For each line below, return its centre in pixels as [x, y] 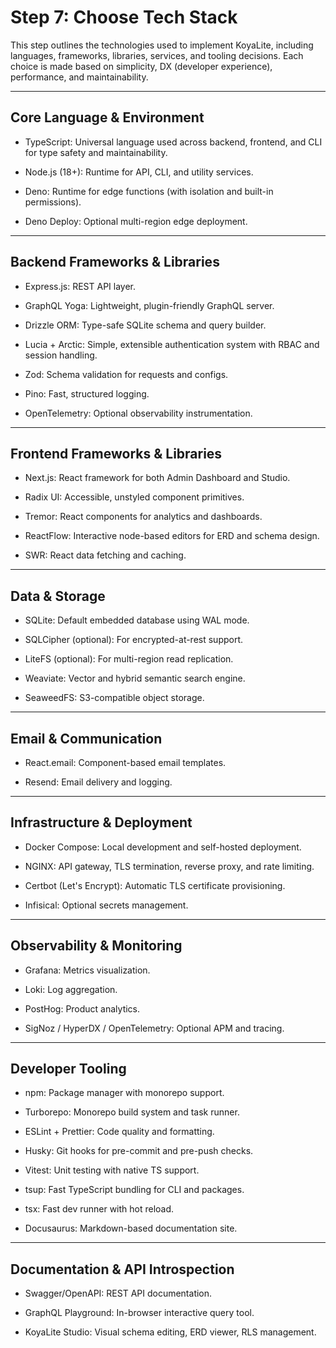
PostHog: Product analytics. [82, 1008]
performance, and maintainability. [79, 77]
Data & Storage [58, 596]
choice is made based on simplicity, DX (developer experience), [141, 66]
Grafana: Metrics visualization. [87, 970]
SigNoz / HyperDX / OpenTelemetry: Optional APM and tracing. [154, 1028]
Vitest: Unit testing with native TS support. [112, 1170]
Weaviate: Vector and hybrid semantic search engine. [135, 678]
